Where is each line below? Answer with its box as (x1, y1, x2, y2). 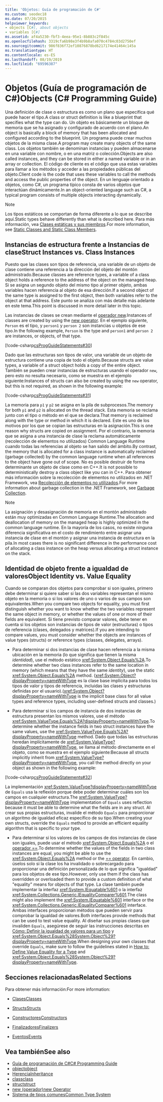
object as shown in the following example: (12, 765, 96, 771)
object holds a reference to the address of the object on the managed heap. (5, 277, 157, 283)
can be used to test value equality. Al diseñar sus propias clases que (12, 918, 150, 923)
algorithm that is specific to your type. (5, 825, 81, 831)
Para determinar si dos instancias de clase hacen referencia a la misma (12, 646, 155, 652)
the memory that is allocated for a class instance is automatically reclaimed (5, 449, 156, 454)
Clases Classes (12, 996, 42, 1001)
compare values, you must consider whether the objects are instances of (5, 632, 152, 637)
